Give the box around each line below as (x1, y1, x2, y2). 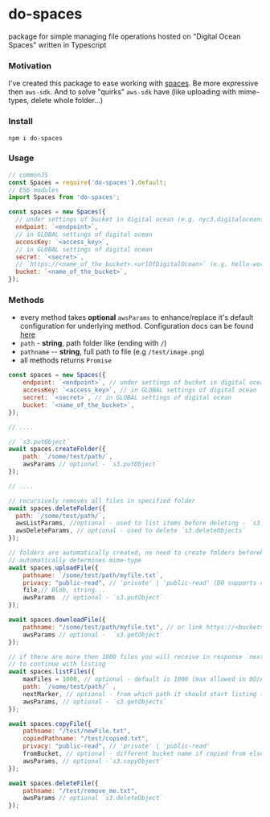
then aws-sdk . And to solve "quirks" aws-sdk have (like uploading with (8, 87, 237, 97)
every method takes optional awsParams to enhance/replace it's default (19, 313, 254, 322)
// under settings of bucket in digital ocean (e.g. (15, 215, 196, 224)
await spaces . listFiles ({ (8, 668, 95, 676)
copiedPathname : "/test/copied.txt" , (22, 735, 149, 743)
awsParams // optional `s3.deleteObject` (22, 794, 163, 802)
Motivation (8, 60, 52, 71)
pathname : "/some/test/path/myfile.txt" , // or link (22, 623, 203, 631)
